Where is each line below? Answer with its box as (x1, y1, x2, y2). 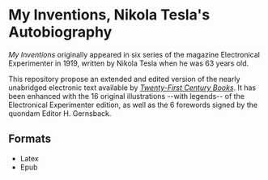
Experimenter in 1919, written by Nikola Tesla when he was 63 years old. (8, 58, 249, 68)
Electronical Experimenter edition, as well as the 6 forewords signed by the (8, 100, 257, 109)
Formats (8, 132, 51, 146)
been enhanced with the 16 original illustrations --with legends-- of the (8, 91, 245, 101)
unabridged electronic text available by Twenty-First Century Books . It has (8, 83, 257, 92)
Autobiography (8, 23, 113, 41)
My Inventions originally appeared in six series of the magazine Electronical (8, 49, 261, 59)
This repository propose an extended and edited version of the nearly (8, 74, 240, 84)
